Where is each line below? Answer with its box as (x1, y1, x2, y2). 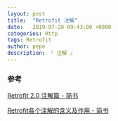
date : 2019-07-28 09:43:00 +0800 (7, 23, 112, 30)
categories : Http (7, 30, 58, 37)
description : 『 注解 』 (7, 50, 76, 57)
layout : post (7, 10, 46, 18)
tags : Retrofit (7, 37, 52, 44)
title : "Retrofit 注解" (7, 17, 78, 24)
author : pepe (7, 43, 46, 50)
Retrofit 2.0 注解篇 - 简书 (7, 91, 79, 100)
